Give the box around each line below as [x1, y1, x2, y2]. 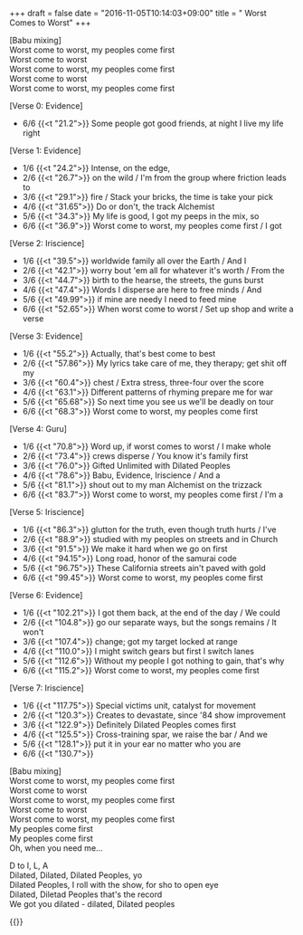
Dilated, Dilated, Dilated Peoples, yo [9, 870, 143, 881]
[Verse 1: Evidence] [9, 145, 81, 156]
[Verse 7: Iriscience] [9, 682, 84, 693]
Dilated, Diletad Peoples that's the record [9, 889, 163, 900]
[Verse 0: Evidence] [9, 100, 83, 111]
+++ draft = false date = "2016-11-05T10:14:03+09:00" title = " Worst [9, 8, 267, 18]
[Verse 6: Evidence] [9, 590, 83, 600]
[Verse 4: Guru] [9, 424, 68, 434]
